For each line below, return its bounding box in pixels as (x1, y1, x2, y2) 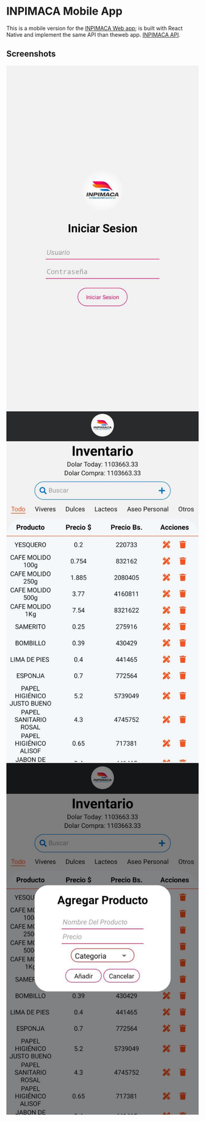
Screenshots (6, 49, 56, 59)
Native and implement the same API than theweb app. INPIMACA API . (6, 31, 181, 38)
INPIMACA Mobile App (6, 4, 123, 18)
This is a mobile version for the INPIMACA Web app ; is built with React (6, 24, 183, 32)
